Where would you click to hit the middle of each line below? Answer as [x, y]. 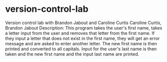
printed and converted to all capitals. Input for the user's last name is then [81, 49]
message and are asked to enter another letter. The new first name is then [81, 43]
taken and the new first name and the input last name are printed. [72, 54]
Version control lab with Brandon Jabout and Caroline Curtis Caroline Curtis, [83, 23]
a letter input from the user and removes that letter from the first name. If [80, 33]
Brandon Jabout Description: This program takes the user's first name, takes [84, 28]
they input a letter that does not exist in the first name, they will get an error [83, 38]
